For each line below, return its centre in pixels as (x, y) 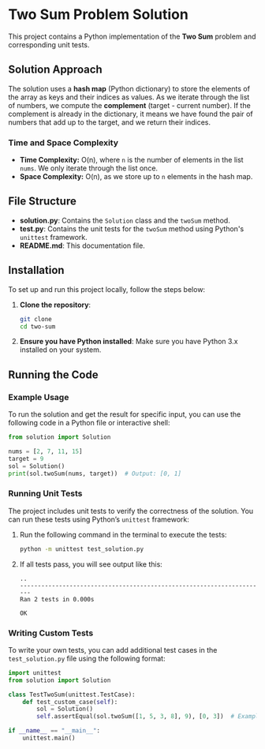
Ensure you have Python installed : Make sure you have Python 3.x (129, 342)
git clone (36, 319)
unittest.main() (49, 738)
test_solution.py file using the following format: (87, 658)
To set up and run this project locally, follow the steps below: (107, 289)
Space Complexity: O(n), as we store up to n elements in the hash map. (136, 177)
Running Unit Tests (45, 493)
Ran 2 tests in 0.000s (57, 599)
